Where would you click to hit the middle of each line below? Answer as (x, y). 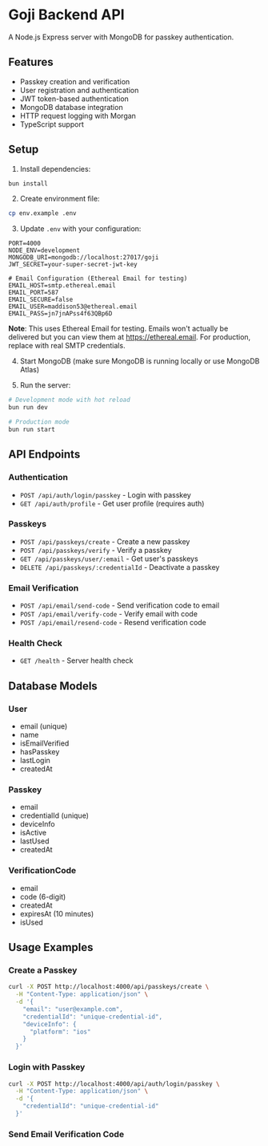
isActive (33, 833)
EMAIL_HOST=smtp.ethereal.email (62, 286)
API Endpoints (44, 455)
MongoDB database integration (71, 107)
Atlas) (30, 370)
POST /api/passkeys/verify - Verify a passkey (96, 550)
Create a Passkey (43, 970)
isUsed (32, 922)
